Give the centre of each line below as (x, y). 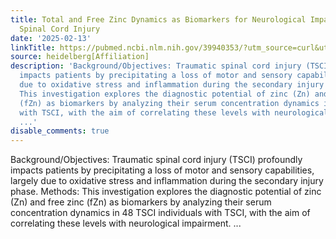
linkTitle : (33, 47)
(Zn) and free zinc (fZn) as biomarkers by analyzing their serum (141, 202)
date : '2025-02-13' (51, 38)
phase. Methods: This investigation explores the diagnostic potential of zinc (166, 192)
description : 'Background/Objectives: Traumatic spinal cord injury (156, 66)
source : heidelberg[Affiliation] (80, 57)
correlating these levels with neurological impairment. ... (126, 223)
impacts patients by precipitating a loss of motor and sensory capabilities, (162, 170)
